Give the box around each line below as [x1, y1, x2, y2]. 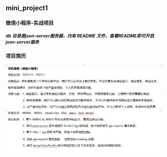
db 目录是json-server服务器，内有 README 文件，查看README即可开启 [5, 33, 155, 39]
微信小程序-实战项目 [5, 20, 54, 27]
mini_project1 [5, 4, 48, 12]
